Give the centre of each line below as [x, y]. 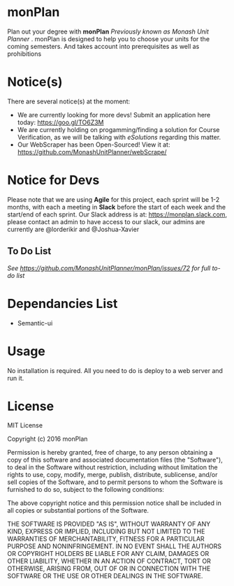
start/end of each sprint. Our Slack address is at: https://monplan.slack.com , [117, 214]
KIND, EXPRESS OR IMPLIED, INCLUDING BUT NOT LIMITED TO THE [106, 532]
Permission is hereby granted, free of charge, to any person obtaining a [110, 453]
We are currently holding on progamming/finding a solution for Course [118, 129]
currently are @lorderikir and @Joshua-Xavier [73, 229]
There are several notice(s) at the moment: [69, 101]
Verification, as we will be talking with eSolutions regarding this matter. [119, 137]
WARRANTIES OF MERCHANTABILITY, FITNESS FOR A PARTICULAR [106, 539]
